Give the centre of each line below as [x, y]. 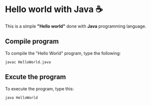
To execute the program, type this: [40, 88]
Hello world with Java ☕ [54, 9]
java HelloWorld [21, 98]
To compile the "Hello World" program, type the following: [63, 53]
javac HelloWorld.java [28, 62]
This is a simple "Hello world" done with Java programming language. [76, 26]
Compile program [32, 42]
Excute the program [36, 77]
